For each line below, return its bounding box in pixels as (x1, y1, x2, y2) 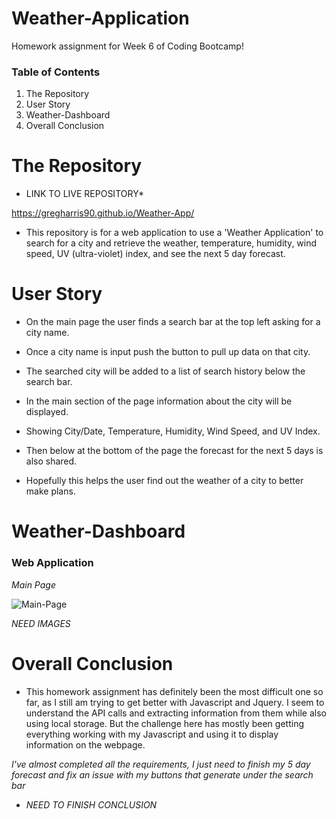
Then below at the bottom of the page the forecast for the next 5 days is (25, 445, 324, 457)
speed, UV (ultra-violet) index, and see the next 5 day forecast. (25, 248, 286, 260)
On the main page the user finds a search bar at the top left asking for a (25, 316, 321, 328)
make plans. (25, 485, 76, 497)
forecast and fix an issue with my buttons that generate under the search (11, 768, 314, 781)
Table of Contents (11, 65, 101, 79)
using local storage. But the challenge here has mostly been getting (25, 717, 304, 729)
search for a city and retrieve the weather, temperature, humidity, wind (25, 237, 318, 249)
